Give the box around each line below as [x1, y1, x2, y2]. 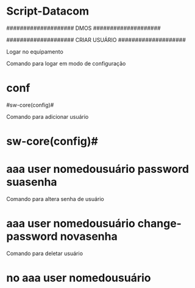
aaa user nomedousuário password [6, 163, 190, 176]
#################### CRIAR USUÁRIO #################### [6, 36, 186, 43]
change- [137, 217, 182, 231]
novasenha [60, 230, 118, 244]
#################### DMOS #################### [6, 24, 161, 32]
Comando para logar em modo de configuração [6, 60, 126, 67]
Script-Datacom [6, 4, 90, 18]
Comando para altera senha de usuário [6, 195, 105, 202]
